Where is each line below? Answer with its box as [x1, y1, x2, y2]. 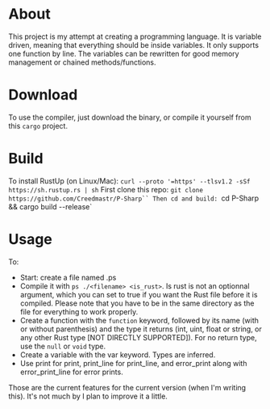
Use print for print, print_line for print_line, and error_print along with [19, 358, 247, 368]
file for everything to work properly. [19, 306, 139, 316]
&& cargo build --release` [8, 201, 93, 211]
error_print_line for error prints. [19, 367, 123, 377]
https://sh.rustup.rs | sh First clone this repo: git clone [8, 184, 204, 194]
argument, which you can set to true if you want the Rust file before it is [19, 289, 258, 299]
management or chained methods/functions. [8, 57, 156, 67]
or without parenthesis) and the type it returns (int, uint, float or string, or [19, 324, 262, 334]
